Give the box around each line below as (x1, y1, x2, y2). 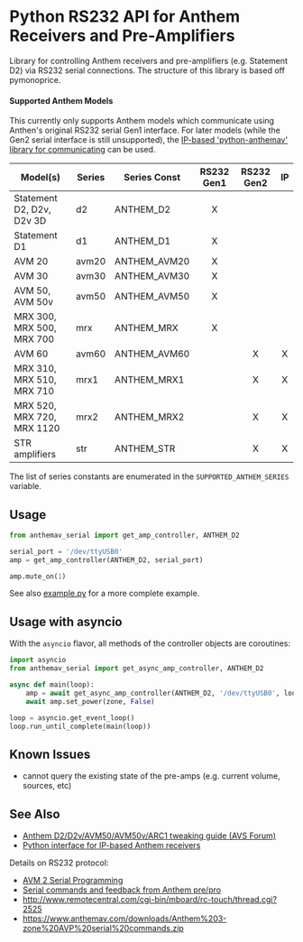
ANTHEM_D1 (114, 235, 171, 247)
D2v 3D (14, 215, 47, 227)
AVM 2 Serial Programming (22, 875, 124, 886)
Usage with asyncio (9, 614, 124, 629)
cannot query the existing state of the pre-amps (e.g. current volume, (22, 771, 281, 781)
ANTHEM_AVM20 (114, 255, 190, 268)
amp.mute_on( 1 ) (9, 571, 67, 581)
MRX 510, (14, 374, 57, 386)
